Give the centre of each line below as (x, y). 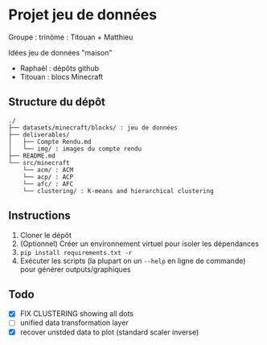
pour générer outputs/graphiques (75, 269)
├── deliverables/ (39, 134)
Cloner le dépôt (46, 235)
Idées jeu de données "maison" (60, 52)
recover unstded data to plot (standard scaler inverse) (109, 332)
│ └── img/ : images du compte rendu (75, 149)
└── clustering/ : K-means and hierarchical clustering (119, 191)
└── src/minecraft (39, 162)
